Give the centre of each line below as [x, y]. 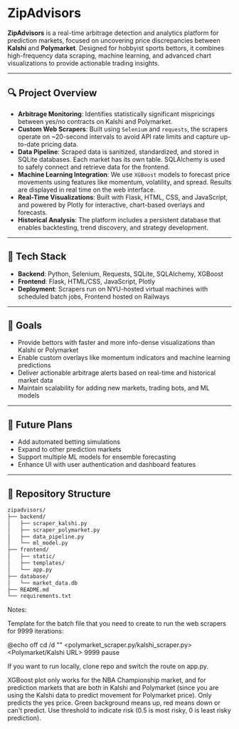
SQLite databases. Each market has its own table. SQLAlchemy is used [121, 159]
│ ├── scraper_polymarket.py [54, 530]
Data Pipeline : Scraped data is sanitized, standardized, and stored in [118, 152]
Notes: [17, 610]
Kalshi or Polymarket [48, 350]
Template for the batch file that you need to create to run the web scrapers [117, 624]
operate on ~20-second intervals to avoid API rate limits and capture [118, 136]
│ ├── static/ [31, 557]
